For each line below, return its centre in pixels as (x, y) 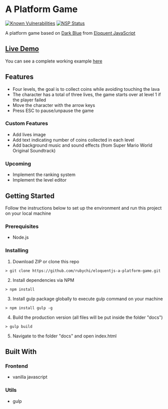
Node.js (21, 238)
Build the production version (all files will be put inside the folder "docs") (88, 317)
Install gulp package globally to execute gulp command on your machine (88, 299)
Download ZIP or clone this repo (46, 261)
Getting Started (30, 196)
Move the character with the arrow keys (54, 105)
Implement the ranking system (44, 174)
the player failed (29, 100)
